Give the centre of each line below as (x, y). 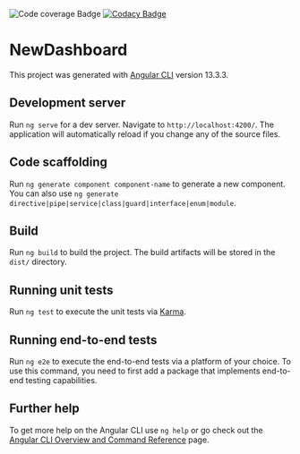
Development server (68, 103)
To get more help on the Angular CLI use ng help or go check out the (136, 430)
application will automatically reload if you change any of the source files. (145, 133)
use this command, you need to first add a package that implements (135, 371)
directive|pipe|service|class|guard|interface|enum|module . (123, 202)
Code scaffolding (58, 163)
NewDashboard (69, 50)
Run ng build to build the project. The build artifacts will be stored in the (142, 253)
